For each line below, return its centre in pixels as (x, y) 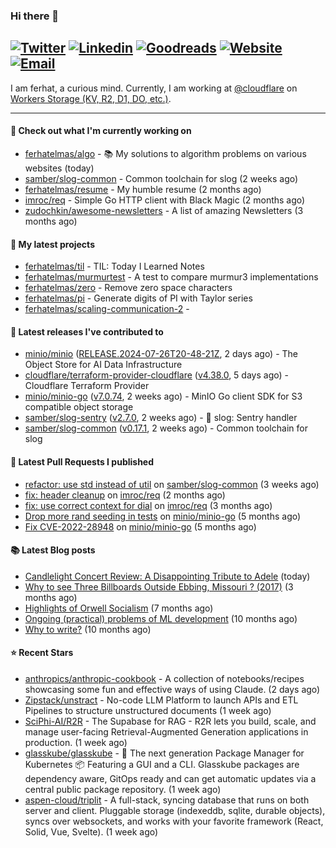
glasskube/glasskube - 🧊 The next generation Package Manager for (164, 753)
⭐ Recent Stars (42, 653)
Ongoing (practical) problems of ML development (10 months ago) (161, 618)
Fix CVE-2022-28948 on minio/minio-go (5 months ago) (140, 526)
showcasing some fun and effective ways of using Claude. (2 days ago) (172, 689)
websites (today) (59, 168)
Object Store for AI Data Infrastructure (103, 365)
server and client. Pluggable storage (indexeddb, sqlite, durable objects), (175, 810)
